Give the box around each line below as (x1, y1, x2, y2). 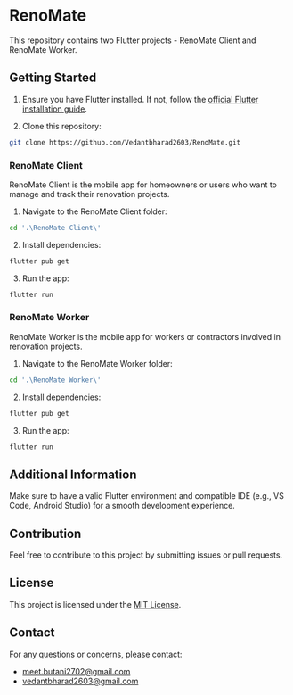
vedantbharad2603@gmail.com (21, 675, 139, 686)
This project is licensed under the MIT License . (9, 599, 182, 609)
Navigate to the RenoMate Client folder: (21, 206, 167, 217)
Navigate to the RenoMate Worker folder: (21, 358, 173, 368)
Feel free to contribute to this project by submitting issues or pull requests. (9, 550, 283, 560)
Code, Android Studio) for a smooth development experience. (9, 501, 236, 511)
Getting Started (9, 70, 97, 86)
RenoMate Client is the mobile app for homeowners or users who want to (9, 179, 278, 190)
